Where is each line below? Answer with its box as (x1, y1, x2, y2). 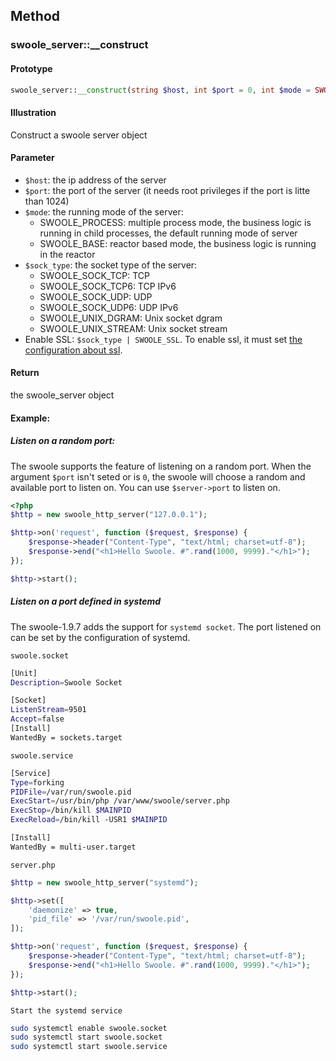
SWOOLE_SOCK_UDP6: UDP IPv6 (39, 301, 179, 313)
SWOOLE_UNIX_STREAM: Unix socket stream (39, 322, 228, 334)
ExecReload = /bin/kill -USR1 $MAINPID (10, 815, 168, 825)
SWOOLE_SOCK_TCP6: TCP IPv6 (39, 280, 177, 292)
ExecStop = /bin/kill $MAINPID (10, 805, 132, 816)
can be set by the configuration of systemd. (10, 631, 191, 643)
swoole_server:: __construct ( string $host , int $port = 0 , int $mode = (10, 85, 311, 95)
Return (10, 367, 40, 379)
